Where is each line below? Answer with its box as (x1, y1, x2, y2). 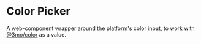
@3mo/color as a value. (6, 31, 66, 38)
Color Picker (6, 4, 70, 18)
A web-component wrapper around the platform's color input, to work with (6, 24, 195, 32)
